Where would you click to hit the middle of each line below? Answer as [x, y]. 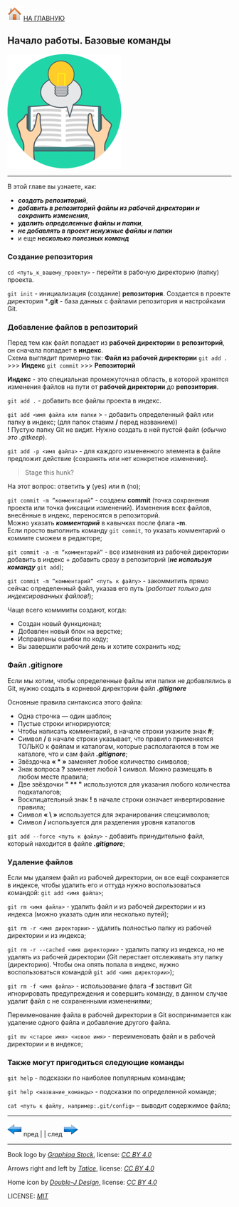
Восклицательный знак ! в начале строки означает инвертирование [121, 799]
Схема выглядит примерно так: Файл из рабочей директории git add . [117, 358]
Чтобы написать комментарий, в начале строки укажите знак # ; [116, 731]
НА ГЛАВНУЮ [44, 18]
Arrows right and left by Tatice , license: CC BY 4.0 [81, 1168]
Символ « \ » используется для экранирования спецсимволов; [114, 814]
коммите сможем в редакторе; [55, 538]
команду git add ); [36, 567]
